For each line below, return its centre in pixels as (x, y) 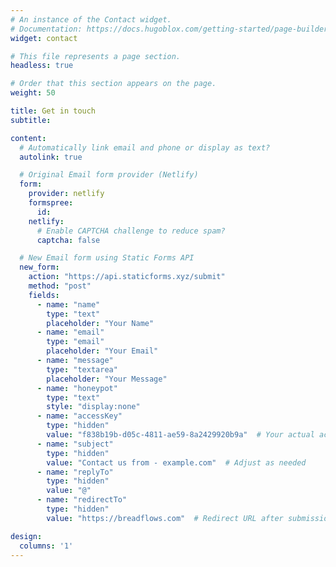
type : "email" (75, 342)
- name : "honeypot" (77, 388)
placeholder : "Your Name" (100, 323)
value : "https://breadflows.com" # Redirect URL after (165, 518)
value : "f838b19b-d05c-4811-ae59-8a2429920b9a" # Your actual (180, 435)
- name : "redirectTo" (82, 500)
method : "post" (60, 286)
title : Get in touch (53, 111)
